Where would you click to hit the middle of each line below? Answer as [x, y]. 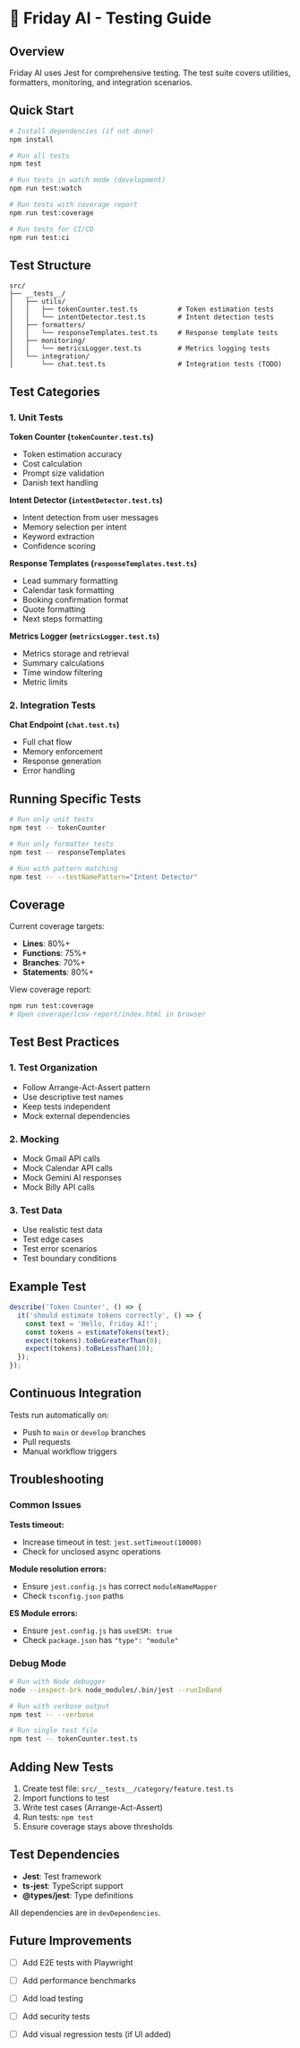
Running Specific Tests [75, 799]
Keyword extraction [58, 537]
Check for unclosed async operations [91, 1551]
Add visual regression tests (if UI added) [97, 2034]
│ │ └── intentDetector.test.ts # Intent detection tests [142, 317]
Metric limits [45, 682]
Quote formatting [54, 609]
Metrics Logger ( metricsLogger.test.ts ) [84, 636]
